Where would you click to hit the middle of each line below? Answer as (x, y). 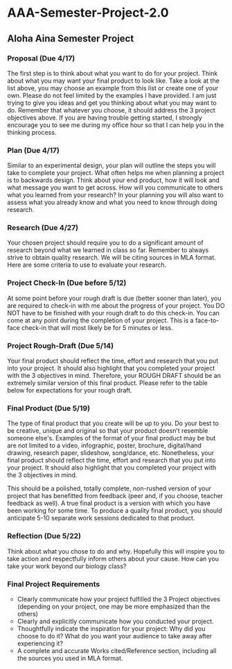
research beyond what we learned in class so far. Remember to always (108, 250)
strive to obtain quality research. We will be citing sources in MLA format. (111, 258)
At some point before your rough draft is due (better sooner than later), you (114, 298)
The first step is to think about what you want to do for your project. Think (113, 73)
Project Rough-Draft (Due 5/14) (61, 345)
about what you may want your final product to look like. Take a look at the (113, 81)
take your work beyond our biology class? (67, 566)
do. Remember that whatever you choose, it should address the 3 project (111, 110)
